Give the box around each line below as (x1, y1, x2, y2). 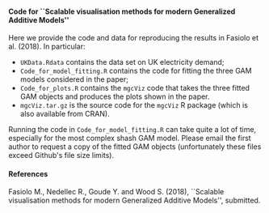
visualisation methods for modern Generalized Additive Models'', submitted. (8, 195, 261, 206)
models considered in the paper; (19, 75, 129, 84)
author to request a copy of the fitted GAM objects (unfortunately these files (8, 142, 262, 151)
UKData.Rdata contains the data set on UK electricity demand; (19, 58, 225, 67)
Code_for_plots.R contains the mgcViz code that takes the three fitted (19, 83, 250, 93)
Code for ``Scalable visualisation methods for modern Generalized (8, 6, 236, 16)
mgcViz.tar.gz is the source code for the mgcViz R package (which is (19, 100, 248, 110)
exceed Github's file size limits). (8, 151, 115, 160)
